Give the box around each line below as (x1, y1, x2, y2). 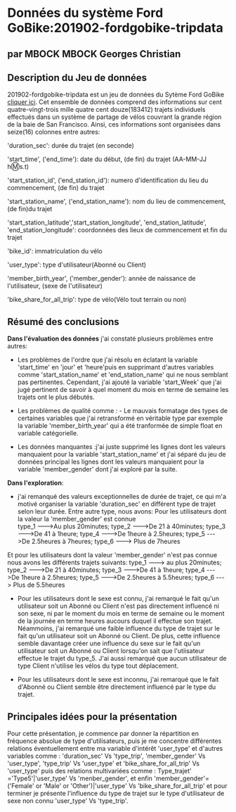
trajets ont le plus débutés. (17, 393, 95, 402)
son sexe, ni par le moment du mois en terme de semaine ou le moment (17, 609, 225, 618)
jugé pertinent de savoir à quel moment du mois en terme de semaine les (17, 386, 229, 394)
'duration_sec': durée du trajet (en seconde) (7, 141, 135, 150)
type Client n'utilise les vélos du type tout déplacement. (17, 661, 179, 670)
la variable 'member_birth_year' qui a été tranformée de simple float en (17, 421, 223, 430)
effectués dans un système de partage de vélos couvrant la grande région (7, 113, 222, 121)
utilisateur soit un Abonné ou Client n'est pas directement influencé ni (17, 602, 220, 610)
